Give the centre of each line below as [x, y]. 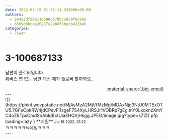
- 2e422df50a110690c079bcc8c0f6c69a [48, 19]
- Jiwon [18, 33]
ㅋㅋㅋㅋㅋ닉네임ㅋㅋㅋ [28, 127]
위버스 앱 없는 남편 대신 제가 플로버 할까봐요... [50, 79]
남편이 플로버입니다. [25, 72]
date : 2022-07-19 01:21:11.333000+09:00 [48, 10]
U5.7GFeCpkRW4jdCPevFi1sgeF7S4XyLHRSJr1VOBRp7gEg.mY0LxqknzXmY [84, 110]
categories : [18, 29]
